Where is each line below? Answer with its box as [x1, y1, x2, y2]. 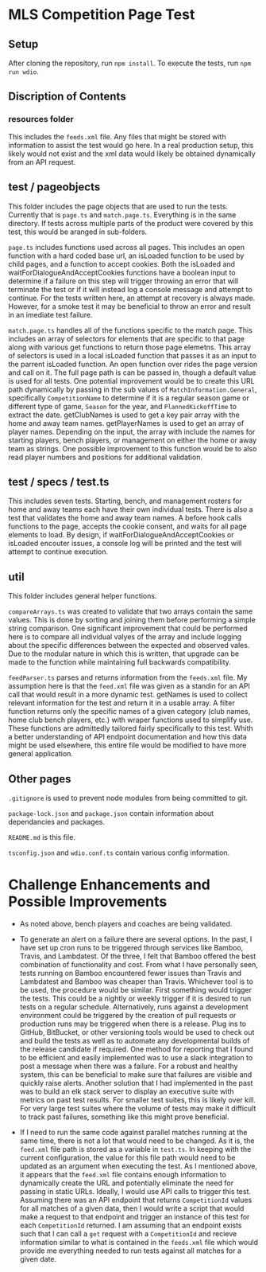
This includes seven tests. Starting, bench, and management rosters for [8, 496, 242, 506]
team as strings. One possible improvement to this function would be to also [8, 443, 257, 453]
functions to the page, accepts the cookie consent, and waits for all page [8, 521, 248, 531]
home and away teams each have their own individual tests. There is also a [8, 505, 253, 514]
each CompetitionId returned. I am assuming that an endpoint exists [19, 1220, 242, 1230]
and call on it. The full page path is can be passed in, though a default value [8, 368, 256, 377]
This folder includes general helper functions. [8, 591, 157, 601]
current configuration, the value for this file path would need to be [19, 1153, 236, 1162]
